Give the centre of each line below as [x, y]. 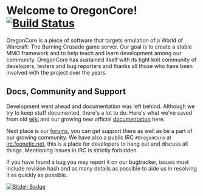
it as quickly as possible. [37, 175]
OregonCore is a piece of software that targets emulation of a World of [95, 40]
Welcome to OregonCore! [72, 11]
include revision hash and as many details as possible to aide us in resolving [102, 168]
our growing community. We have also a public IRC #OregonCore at [89, 137]
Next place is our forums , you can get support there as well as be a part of [99, 130]
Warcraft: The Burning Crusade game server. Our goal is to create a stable [99, 47]
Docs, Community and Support [66, 92]
